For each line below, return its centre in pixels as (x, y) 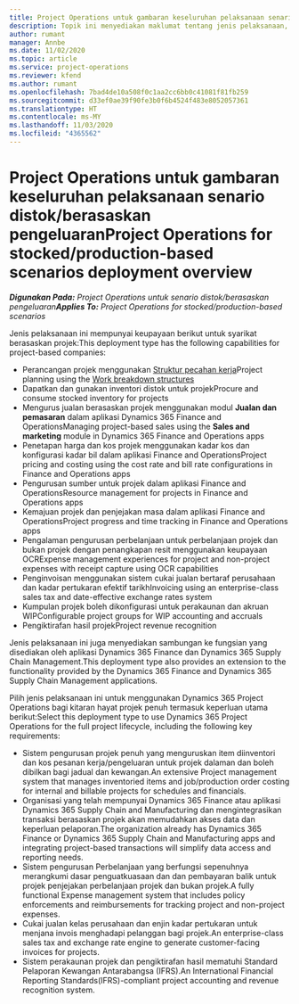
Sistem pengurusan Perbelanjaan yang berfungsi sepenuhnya (135, 867)
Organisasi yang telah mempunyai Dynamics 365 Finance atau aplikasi (151, 800)
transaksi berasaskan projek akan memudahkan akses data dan (138, 819)
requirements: (35, 736)
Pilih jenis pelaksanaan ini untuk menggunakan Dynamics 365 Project (137, 697)
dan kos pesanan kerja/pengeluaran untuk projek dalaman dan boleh (148, 762)
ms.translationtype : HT (53, 109)
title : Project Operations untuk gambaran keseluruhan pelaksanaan (137, 17)
